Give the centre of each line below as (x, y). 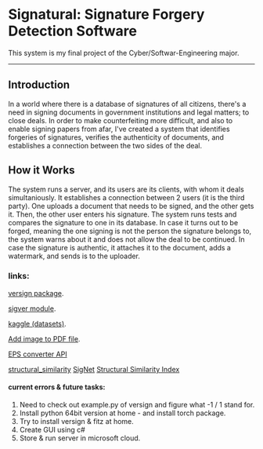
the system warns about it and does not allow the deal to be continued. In (126, 239)
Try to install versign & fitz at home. (77, 422)
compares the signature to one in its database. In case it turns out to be (123, 222)
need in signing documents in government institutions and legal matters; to (129, 112)
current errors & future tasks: (57, 387)
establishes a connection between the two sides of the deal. (105, 145)
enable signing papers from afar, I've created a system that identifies (119, 129)
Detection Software (72, 31)
